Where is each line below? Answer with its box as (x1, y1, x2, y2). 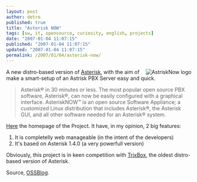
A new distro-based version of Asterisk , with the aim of (6, 68, 140, 75)
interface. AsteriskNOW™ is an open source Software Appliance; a (20, 98, 181, 106)
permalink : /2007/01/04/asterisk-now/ (6, 52, 101, 58)
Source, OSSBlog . (6, 168, 50, 176)
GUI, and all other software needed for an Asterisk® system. (20, 111, 166, 118)
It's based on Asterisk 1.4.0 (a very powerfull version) (14, 140, 144, 147)
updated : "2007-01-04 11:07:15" (6, 47, 85, 53)
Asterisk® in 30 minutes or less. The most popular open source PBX (20, 86, 185, 93)
